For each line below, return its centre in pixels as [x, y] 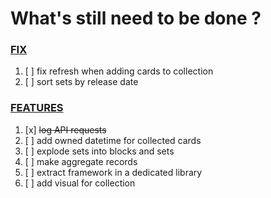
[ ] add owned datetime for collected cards [113, 140]
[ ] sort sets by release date [81, 82]
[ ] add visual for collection [80, 183]
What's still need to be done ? [136, 18]
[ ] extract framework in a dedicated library [113, 172]
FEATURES [37, 108]
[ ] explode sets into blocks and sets [99, 151]
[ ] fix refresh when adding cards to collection [119, 71]
